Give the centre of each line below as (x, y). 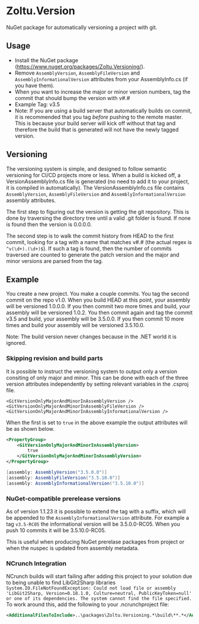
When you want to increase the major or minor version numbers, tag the (102, 92)
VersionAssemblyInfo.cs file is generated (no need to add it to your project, (98, 181)
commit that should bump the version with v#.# (72, 98)
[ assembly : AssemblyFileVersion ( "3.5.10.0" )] (63, 478)
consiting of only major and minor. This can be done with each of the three (97, 377)
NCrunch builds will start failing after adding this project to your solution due (99, 577)
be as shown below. (31, 428)
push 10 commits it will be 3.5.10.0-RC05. (56, 530)
